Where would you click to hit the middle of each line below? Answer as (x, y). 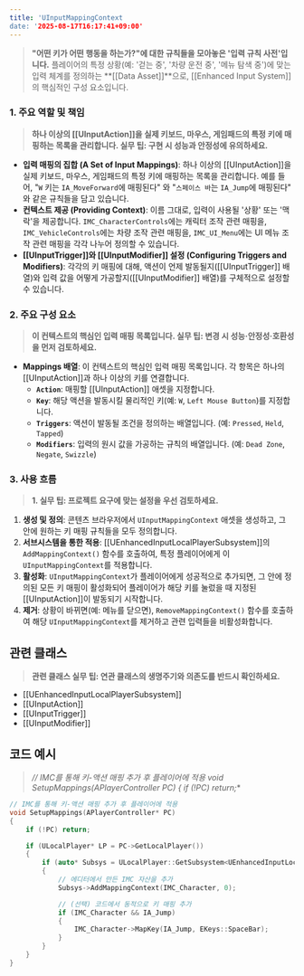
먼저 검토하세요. (69, 347)
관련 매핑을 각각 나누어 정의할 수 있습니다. (106, 243)
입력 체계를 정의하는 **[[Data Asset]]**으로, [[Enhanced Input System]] (161, 76)
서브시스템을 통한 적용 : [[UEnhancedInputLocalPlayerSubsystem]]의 (146, 543)
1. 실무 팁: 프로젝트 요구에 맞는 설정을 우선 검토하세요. (125, 501)
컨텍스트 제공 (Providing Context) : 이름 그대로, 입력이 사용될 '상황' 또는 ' (152, 210)
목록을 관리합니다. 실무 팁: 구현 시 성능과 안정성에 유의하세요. (162, 145)
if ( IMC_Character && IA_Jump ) (117, 913)
